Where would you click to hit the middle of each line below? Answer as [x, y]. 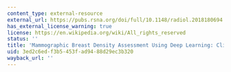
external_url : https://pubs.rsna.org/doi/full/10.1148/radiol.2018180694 [115, 20]
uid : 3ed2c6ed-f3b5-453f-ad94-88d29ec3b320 [70, 52]
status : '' [23, 39]
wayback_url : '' [30, 58]
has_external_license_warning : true [59, 26]
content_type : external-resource [55, 13]
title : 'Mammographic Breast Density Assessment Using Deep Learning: [110, 45]
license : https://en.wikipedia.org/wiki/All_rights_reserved [97, 33]
